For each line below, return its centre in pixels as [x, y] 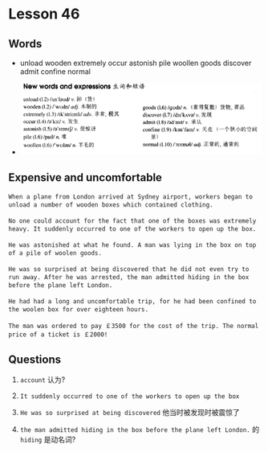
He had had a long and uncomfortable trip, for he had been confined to [132, 302]
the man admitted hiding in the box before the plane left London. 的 [139, 429]
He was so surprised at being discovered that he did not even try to [129, 269]
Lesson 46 [44, 14]
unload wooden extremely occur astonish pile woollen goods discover [136, 63]
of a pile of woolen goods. [55, 253]
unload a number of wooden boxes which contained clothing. [111, 205]
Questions [35, 359]
